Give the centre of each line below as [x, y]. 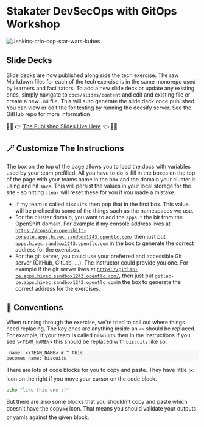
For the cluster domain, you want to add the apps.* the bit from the [99, 217]
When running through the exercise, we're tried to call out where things [96, 323]
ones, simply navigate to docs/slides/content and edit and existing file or [98, 94]
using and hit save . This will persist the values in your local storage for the [99, 186]
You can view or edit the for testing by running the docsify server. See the [99, 108]
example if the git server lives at [55, 269]
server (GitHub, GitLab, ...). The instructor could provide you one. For [102, 262]
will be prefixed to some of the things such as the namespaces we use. [104, 210]
